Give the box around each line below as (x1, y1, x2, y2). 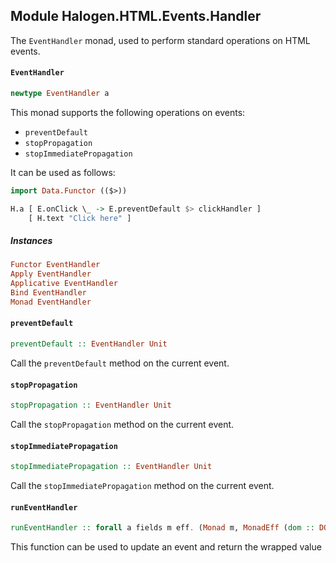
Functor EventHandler (10, 260, 101, 270)
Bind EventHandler (10, 288, 87, 298)
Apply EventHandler (10, 269, 92, 279)
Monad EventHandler (10, 297, 92, 307)
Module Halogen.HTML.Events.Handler (10, 8, 262, 25)
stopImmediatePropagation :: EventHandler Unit (10, 462, 213, 472)
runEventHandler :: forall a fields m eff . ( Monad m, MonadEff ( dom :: (10, 523, 315, 533)
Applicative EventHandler (10, 279, 118, 289)
